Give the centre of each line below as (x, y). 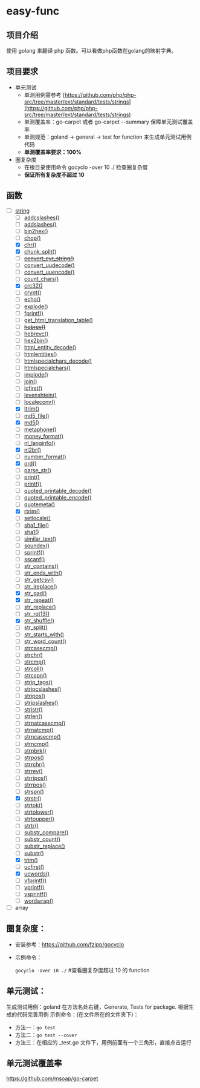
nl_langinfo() (40, 443)
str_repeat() (39, 600)
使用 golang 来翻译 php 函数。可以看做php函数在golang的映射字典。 (92, 51)
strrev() (34, 771)
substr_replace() (44, 846)
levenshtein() (40, 395)
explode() (36, 306)
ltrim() (32, 409)
